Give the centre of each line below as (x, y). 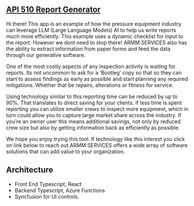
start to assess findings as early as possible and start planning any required (97, 79)
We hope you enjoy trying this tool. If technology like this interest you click (96, 139)
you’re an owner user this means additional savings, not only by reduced (93, 121)
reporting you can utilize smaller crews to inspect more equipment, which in (97, 109)
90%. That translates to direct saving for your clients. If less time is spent (94, 103)
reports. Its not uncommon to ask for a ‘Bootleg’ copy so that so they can (94, 72)
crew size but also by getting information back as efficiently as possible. (93, 127)
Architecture (30, 170)
